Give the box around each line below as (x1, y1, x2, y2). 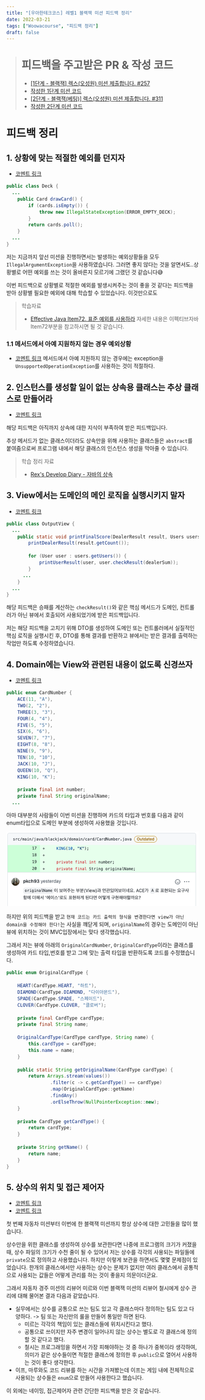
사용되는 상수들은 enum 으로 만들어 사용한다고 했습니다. (15, 1374, 144, 1382)
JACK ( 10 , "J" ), (17, 760, 56, 767)
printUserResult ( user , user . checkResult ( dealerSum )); (38, 559, 179, 566)
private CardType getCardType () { (17, 1118, 105, 1124)
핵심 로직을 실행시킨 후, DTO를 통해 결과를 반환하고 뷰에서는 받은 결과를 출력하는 (6, 632, 198, 640)
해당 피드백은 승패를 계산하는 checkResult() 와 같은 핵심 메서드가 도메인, (6, 604, 179, 611)
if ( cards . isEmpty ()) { (28, 202, 88, 208)
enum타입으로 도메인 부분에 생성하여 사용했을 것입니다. (6, 819, 138, 827)
